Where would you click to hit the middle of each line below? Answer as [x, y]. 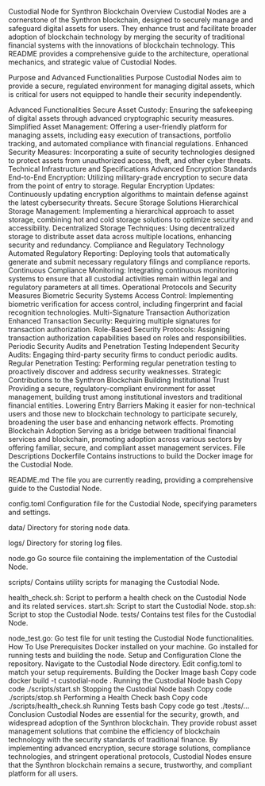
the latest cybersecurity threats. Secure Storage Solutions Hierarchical [123, 203]
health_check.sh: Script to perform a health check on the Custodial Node [127, 598]
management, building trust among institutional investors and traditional [125, 397]
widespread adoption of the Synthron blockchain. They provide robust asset [133, 723]
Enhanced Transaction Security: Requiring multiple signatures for [115, 321]
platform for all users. [43, 773]
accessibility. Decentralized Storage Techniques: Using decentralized [122, 228]
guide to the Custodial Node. [55, 488]
